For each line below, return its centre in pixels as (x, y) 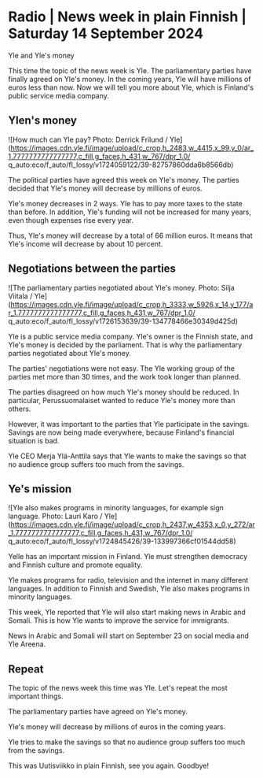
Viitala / (20, 296)
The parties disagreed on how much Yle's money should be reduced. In (124, 392)
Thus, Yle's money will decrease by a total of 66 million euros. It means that (130, 235)
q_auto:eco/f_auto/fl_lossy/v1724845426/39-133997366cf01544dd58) (122, 541)
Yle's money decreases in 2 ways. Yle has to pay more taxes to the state (125, 203)
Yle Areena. (27, 644)
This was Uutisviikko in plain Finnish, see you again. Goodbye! (109, 766)
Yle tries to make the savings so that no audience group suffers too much (127, 742)
